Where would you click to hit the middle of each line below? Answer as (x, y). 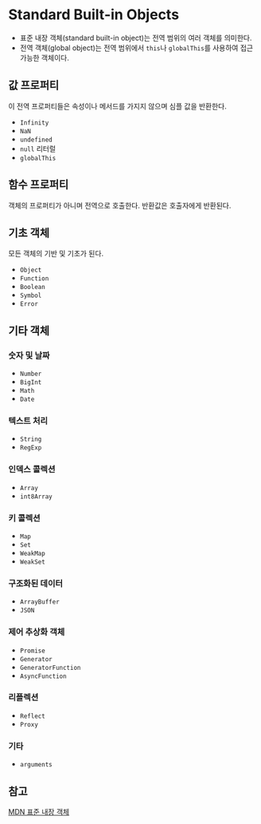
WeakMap (32, 553)
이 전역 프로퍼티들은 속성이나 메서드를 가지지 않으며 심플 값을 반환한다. (117, 106)
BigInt (31, 382)
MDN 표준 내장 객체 (39, 811)
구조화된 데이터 (36, 583)
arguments (36, 765)
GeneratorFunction (50, 668)
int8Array (36, 497)
